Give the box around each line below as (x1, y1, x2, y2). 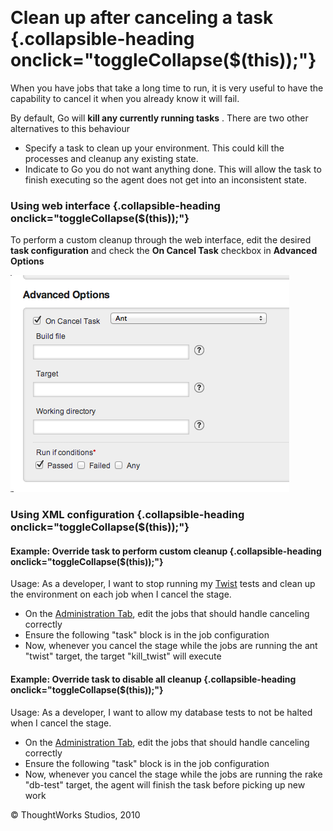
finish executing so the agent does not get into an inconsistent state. (24, 173, 307, 186)
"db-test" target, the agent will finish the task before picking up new (24, 778, 306, 791)
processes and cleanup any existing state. (24, 152, 199, 164)
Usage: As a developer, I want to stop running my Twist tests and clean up (10, 578, 316, 590)
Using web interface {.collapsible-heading (10, 198, 221, 212)
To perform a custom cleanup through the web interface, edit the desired (10, 234, 312, 246)
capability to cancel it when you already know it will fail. (10, 92, 240, 104)
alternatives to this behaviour (10, 122, 130, 134)
